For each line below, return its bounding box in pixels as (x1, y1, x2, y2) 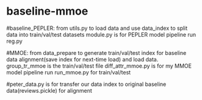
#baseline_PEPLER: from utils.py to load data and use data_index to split (6, 24, 188, 32)
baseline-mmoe (6, 4, 88, 18)
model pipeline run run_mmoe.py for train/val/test (6, 68, 131, 76)
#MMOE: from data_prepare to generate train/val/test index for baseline (6, 49, 187, 56)
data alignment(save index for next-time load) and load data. (6, 55, 159, 63)
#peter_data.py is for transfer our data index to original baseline (6, 80, 167, 88)
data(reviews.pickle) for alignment (6, 87, 93, 94)
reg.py (6, 37, 23, 45)
